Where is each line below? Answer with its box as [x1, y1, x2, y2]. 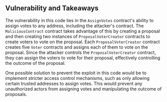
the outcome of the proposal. [5, 60, 66, 66]
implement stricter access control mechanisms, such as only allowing [5, 75, 150, 81]
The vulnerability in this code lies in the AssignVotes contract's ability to [5, 17, 154, 23]
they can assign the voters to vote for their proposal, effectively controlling [5, 55, 160, 61]
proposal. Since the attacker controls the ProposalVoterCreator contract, [5, 49, 156, 55]
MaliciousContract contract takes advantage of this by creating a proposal [5, 28, 160, 34]
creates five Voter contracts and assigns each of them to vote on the [5, 44, 148, 50]
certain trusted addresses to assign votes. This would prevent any [5, 80, 143, 86]
